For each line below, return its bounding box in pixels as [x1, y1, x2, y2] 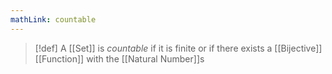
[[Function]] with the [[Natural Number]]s [34, 52, 205, 65]
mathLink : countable [10, 14, 97, 25]
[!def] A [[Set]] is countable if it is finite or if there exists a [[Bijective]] [34, 42, 323, 54]
